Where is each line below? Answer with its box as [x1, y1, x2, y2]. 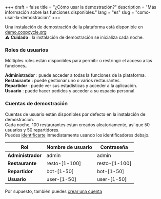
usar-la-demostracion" [5, 15, 51, 20]
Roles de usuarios [5, 46, 49, 53]
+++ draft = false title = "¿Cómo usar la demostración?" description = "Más [5, 4, 157, 10]
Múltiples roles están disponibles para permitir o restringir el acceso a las [5, 58, 153, 64]
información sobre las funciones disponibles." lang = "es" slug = [5, 9, 135, 15]
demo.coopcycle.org [5, 29, 47, 35]
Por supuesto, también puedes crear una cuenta [5, 188, 102, 194]
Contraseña [100, 144, 128, 151]
